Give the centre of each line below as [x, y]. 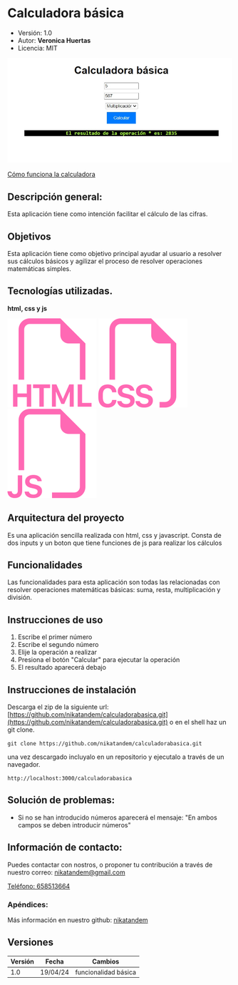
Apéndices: [28, 904]
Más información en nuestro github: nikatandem [78, 920]
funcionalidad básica [106, 972]
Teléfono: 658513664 [39, 886]
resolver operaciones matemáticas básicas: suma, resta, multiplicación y [114, 590]
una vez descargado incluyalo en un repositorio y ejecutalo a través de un [116, 757]
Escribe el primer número [55, 637]
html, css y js [27, 308]
